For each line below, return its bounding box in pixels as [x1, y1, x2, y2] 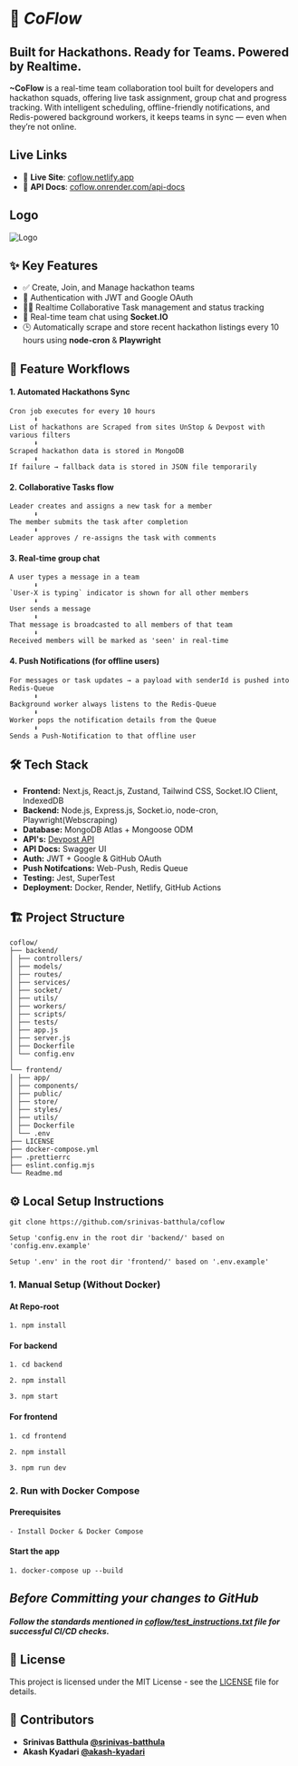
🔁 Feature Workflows [9, 361, 130, 376]
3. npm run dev [9, 1463, 67, 1473]
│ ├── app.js [9, 1026, 59, 1035]
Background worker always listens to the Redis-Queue [9, 699, 217, 709]
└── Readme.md [9, 1169, 63, 1178]
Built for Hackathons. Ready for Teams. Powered [9, 45, 290, 60]
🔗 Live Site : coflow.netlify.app [22, 172, 134, 183]
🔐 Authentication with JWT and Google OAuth [22, 293, 194, 303]
